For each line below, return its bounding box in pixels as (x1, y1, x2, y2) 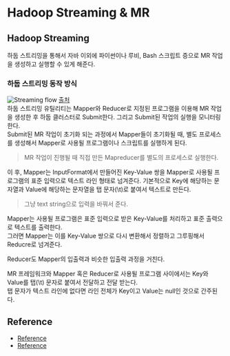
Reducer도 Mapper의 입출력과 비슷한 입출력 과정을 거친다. (7, 255, 165, 263)
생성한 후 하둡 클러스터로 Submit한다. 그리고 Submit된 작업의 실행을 (14, 113, 198, 121)
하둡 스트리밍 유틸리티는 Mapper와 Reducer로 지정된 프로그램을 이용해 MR (7, 105, 209, 113)
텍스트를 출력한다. (14, 223, 63, 231)
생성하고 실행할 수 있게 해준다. (14, 60, 96, 68)
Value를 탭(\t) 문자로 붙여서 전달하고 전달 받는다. (7, 278, 138, 286)
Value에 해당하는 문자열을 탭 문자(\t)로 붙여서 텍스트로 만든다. (25, 185, 191, 193)
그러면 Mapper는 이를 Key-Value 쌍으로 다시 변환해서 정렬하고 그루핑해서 (7, 232, 205, 240)
